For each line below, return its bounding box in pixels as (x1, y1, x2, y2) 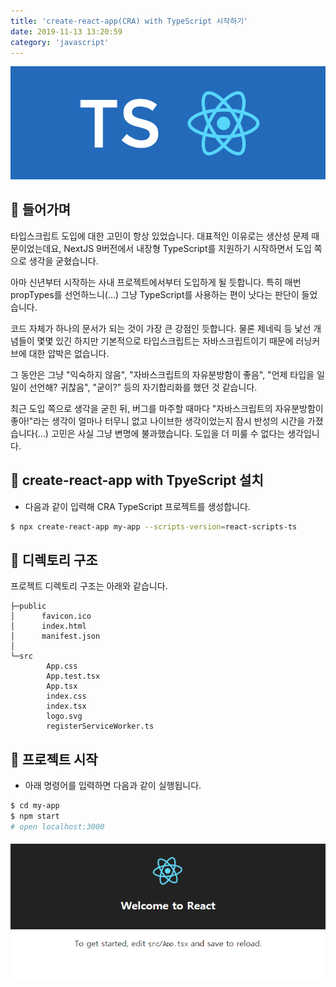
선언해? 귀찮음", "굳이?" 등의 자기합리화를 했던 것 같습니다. (28, 381, 258, 393)
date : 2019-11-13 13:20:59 (10, 26, 123, 37)
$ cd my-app (10, 801, 60, 811)
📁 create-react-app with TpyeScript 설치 (10, 472, 264, 489)
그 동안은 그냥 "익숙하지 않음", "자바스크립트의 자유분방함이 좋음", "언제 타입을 (10, 368, 315, 380)
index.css (46, 691, 87, 702)
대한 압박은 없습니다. (28, 347, 110, 359)
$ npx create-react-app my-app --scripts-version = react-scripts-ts (10, 521, 298, 532)
